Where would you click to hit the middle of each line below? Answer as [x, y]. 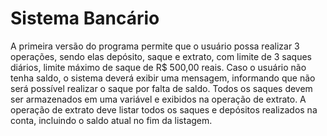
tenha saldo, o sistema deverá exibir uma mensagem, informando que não [163, 78]
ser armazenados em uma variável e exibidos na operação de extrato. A [158, 99]
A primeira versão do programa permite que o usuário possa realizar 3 [155, 46]
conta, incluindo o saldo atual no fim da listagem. [111, 120]
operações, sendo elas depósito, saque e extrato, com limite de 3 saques [161, 56]
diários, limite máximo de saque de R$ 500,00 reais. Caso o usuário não [158, 67]
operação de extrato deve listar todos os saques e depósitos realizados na [164, 109]
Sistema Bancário [85, 18]
